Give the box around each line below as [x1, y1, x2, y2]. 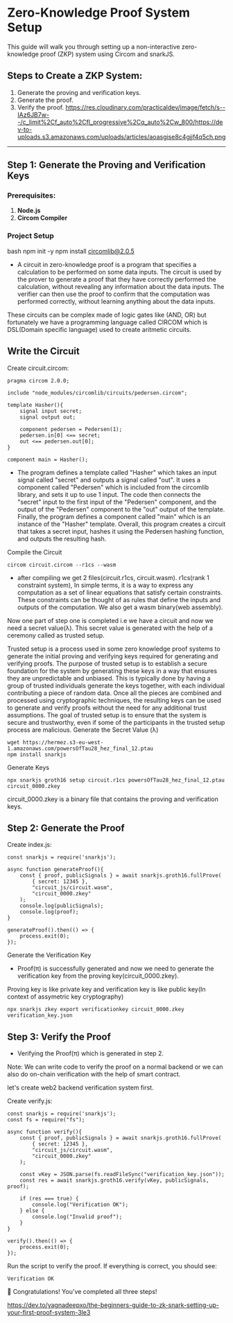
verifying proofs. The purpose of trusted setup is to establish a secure [7, 659, 208, 667]
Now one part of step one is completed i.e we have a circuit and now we [7, 616, 214, 624]
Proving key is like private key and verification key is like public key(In [7, 985, 206, 994]
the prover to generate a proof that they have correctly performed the [17, 275, 216, 283]
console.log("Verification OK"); [32, 1201, 129, 1209]
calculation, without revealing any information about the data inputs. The [17, 282, 225, 290]
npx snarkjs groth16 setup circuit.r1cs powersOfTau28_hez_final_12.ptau [7, 776, 225, 784]
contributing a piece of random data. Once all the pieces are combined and [7, 688, 222, 697]
